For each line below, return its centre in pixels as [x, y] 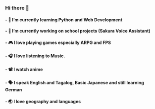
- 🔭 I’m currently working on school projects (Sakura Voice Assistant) [78, 31]
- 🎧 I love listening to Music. [35, 56]
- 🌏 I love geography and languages [43, 102]
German [14, 90]
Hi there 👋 [17, 8]
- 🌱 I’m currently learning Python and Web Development [64, 20]
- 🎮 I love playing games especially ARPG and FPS [58, 42]
